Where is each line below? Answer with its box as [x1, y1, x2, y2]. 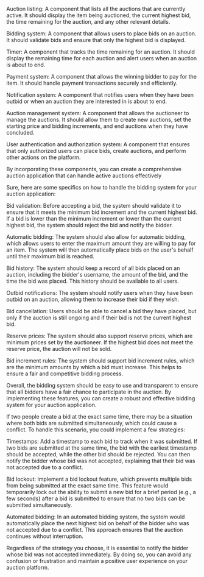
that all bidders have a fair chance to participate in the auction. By [6, 388, 172, 395]
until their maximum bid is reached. [6, 253, 94, 260]
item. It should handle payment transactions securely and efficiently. [6, 79, 178, 87]
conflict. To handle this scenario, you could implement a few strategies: [6, 426, 186, 433]
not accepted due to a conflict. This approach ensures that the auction [6, 526, 183, 533]
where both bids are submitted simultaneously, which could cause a [6, 420, 177, 427]
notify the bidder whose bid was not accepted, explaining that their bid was [6, 457, 195, 464]
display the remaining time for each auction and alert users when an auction [6, 55, 197, 62]
